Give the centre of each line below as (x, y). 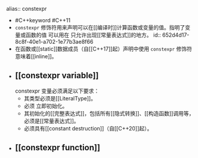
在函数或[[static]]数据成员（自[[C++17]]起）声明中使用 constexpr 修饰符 (103, 49)
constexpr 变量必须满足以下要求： (57, 91)
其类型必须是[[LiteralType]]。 (60, 98)
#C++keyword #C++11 (43, 20)
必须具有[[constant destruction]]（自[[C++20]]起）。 (88, 128)
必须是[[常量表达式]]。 (52, 121)
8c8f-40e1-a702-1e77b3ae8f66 (54, 42)
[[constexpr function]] (58, 147)
